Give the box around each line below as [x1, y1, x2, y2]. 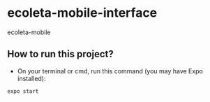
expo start [7, 87, 39, 95]
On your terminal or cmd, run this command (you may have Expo [17, 66, 204, 75]
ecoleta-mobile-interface [7, 5, 158, 21]
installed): [17, 74, 47, 82]
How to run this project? [7, 48, 114, 60]
